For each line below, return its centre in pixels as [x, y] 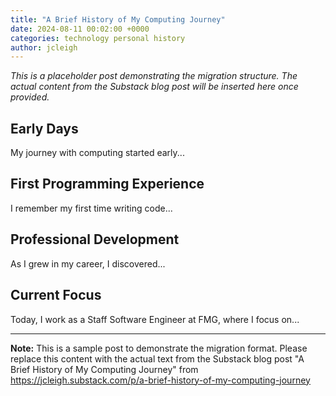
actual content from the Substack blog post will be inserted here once [154, 87]
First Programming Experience [107, 184]
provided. [30, 97]
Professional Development [95, 239]
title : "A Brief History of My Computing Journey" [118, 19]
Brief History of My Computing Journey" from [104, 369]
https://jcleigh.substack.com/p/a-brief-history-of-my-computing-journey [160, 380]
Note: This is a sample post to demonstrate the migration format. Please [159, 348]
